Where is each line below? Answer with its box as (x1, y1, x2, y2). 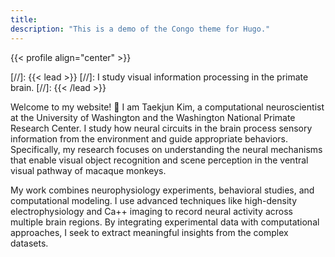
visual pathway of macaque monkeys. (10, 164, 167, 176)
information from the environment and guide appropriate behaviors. (10, 132, 288, 145)
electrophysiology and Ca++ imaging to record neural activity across (10, 205, 293, 217)
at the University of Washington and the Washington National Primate (10, 111, 296, 123)
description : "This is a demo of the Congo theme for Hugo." (10, 24, 271, 34)
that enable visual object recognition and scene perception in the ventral (10, 154, 309, 166)
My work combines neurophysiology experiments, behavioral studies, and (10, 184, 315, 196)
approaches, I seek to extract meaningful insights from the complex (10, 226, 289, 238)
